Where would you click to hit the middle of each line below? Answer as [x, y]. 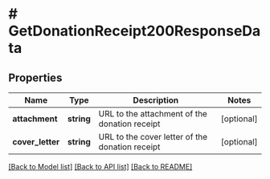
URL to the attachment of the [153, 114]
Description [156, 100]
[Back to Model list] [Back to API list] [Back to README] [100, 167]
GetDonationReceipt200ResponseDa [135, 31]
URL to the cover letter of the [153, 137]
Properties [35, 77]
